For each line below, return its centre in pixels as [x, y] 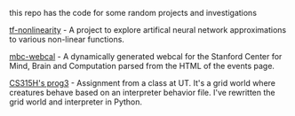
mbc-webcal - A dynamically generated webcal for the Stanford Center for [146, 56]
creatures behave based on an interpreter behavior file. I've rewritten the [142, 93]
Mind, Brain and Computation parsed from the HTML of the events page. [142, 66]
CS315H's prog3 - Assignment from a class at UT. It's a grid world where [143, 83]
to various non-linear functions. [67, 39]
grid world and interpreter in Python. [76, 102]
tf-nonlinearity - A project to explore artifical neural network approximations [148, 30]
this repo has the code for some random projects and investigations [133, 13]
